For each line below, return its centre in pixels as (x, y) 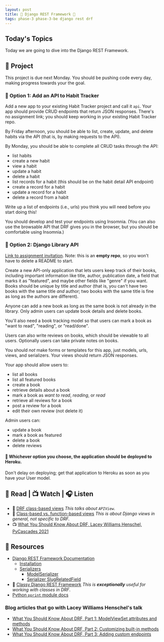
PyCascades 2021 (30, 531)
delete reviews (27, 445)
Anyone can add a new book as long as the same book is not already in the (81, 306)
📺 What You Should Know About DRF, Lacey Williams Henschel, (77, 524)
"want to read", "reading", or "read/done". (47, 326)
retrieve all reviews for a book (42, 400)
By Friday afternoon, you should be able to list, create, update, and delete (79, 132)
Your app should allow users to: (37, 365)
